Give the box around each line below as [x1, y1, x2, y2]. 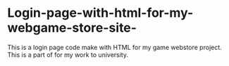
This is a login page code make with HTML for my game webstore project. [7, 43, 222, 51]
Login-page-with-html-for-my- [7, 5, 194, 21]
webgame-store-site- [7, 20, 137, 36]
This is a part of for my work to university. [7, 51, 129, 59]
